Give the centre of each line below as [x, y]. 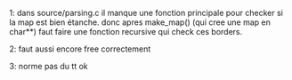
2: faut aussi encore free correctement [80, 49]
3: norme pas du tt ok [49, 66]
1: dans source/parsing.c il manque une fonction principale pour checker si [146, 13]
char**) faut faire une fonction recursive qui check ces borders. [126, 32]
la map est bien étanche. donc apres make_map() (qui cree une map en [140, 22]
